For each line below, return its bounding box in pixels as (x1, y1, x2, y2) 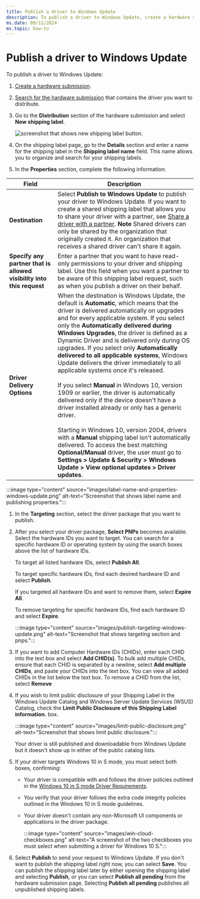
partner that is (9, 259, 51, 268)
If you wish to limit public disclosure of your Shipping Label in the (14, 692, 175, 699)
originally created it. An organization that (57, 235, 171, 243)
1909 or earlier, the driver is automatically (57, 389, 176, 397)
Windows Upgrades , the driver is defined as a (57, 329, 187, 337)
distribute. (14, 100, 40, 108)
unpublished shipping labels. (14, 886, 86, 893)
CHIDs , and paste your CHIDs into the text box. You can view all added (14, 667, 189, 675)
